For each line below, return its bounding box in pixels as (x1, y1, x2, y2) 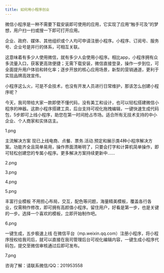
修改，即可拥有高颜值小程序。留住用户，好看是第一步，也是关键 (30, 204, 159, 210)
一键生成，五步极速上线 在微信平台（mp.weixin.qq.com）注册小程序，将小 (5, 230, 155, 236)
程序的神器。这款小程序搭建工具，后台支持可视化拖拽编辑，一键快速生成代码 (5, 106, 159, 112)
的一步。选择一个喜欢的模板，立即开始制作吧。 (5, 210, 99, 216)
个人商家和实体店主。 (18, 118, 61, 124)
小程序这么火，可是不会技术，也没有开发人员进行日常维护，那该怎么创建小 (5, 83, 155, 89)
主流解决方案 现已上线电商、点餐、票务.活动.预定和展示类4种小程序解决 (5, 137, 149, 143)
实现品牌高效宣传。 (5, 72, 44, 78)
